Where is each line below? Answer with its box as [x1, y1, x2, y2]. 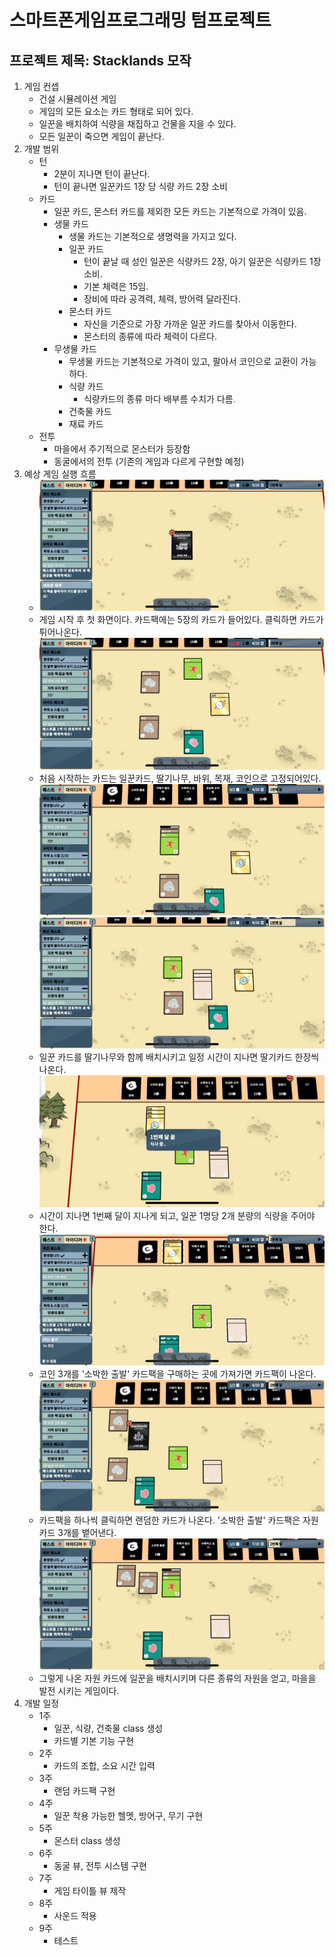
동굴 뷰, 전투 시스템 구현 [53, 1859, 147, 1871]
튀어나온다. [38, 626, 83, 638]
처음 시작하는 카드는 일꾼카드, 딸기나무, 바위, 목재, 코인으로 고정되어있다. [38, 772, 322, 784]
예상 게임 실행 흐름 [23, 468, 97, 480]
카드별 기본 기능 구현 [53, 1734, 135, 1746]
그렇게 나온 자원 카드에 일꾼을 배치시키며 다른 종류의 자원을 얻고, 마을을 [38, 1672, 317, 1684]
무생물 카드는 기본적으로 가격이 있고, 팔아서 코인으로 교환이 [68, 356, 299, 367]
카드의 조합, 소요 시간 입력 [53, 1759, 156, 1771]
